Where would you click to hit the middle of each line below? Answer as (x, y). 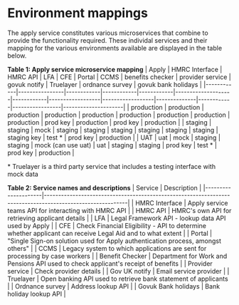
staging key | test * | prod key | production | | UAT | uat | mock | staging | (114, 138)
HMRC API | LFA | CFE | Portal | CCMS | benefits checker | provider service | (119, 77)
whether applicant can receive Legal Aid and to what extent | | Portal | (110, 233)
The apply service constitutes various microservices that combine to (108, 33)
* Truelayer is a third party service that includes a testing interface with (111, 166)
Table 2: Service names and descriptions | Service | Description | (105, 187)
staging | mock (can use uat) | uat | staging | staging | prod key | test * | (112, 145)
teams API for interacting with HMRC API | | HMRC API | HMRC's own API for (119, 210)
